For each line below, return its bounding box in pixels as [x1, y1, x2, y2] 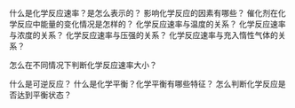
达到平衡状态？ [16, 89, 72, 100]
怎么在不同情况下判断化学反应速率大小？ [9, 60, 157, 70]
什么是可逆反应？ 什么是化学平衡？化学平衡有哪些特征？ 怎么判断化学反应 [9, 79, 278, 89]
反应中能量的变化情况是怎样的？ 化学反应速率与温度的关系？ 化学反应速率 [16, 19, 286, 29]
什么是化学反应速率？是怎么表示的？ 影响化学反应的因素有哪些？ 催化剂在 [9, 8, 278, 18]
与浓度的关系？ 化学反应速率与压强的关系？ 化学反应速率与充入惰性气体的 [9, 30, 278, 40]
